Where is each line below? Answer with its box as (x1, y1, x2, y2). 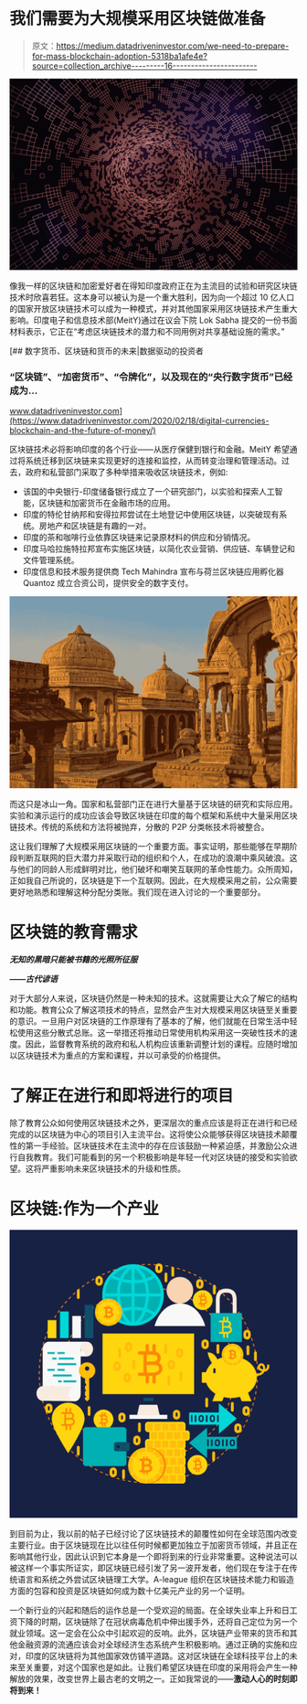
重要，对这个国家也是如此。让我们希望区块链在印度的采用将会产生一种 (33, 1661, 298, 1673)
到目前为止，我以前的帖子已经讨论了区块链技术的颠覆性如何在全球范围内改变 (9, 1528, 298, 1539)
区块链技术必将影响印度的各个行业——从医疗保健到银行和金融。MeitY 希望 (9, 443, 290, 454)
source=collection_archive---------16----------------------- (31, 60, 258, 71)
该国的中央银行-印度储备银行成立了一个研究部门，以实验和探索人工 (22, 485, 276, 496)
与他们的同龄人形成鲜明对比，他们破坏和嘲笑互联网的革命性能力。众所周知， (9, 864, 298, 875)
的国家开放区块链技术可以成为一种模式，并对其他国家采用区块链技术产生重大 (9, 303, 298, 314)
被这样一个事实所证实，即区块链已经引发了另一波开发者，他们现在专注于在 (9, 1562, 290, 1573)
